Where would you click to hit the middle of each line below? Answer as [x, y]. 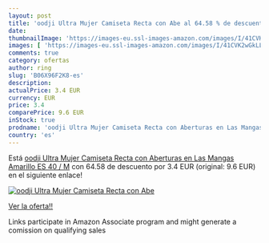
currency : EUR [32, 98]
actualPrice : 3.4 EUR [44, 90]
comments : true [34, 53]
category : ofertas [39, 61]
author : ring [30, 68]
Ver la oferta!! [31, 206]
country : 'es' [32, 135]
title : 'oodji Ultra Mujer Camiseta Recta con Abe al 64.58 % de [119, 23]
